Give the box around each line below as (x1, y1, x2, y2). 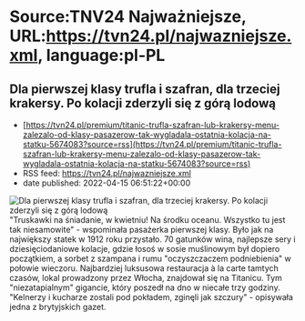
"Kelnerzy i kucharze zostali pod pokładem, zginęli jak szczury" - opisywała (9, 292, 294, 302)
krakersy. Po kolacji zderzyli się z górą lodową (9, 95, 276, 111)
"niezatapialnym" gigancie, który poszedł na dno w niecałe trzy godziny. (9, 282, 280, 293)
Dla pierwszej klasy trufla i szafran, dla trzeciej (9, 81, 280, 96)
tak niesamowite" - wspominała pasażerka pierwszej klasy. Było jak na (9, 225, 274, 235)
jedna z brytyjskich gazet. (9, 302, 107, 312)
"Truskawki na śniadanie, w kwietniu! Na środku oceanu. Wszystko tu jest (9, 215, 286, 225)
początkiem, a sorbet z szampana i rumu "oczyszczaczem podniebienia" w (9, 253, 291, 264)
